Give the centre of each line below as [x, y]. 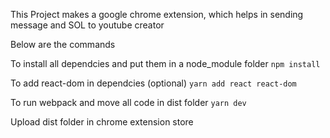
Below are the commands [63, 44]
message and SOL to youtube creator [87, 25]
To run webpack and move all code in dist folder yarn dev [128, 102]
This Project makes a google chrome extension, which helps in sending [157, 14]
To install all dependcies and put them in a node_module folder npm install [165, 63]
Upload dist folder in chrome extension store [102, 122]
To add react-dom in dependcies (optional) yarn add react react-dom [153, 83]
